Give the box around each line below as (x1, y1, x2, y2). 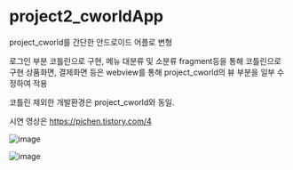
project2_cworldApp (9, 6, 164, 27)
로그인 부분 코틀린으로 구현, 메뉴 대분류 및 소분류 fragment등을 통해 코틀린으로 (9, 55, 281, 66)
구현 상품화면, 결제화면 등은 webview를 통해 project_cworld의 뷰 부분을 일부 (9, 67, 275, 77)
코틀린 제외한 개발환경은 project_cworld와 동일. (9, 96, 175, 108)
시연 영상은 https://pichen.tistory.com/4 (9, 116, 153, 126)
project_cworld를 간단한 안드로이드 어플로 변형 (9, 36, 173, 47)
